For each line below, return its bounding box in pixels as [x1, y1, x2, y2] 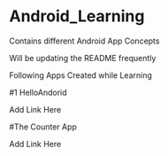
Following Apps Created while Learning [9, 69, 153, 81]
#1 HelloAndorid [9, 87, 68, 97]
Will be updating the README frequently [9, 52, 157, 63]
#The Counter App [9, 121, 78, 132]
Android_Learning [9, 6, 145, 27]
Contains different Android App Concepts [9, 35, 160, 46]
